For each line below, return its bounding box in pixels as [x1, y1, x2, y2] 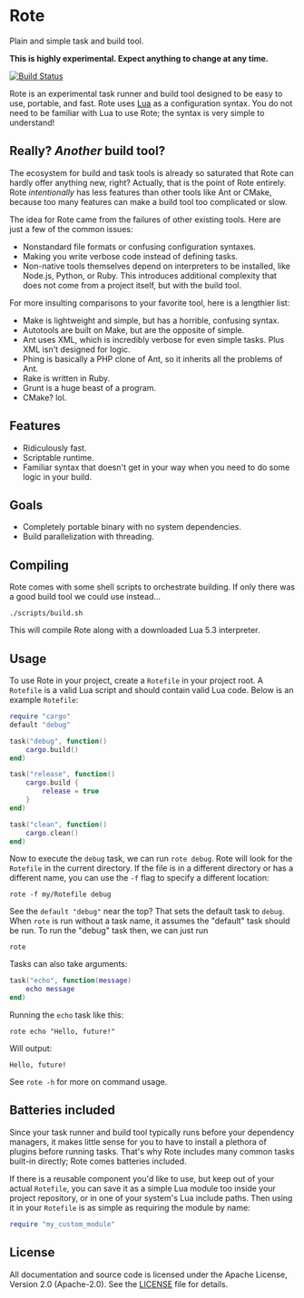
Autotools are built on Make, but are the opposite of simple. [22, 324, 245, 336]
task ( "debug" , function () [9, 737, 107, 746]
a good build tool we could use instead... [9, 591, 162, 602]
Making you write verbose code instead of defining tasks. [22, 250, 239, 261]
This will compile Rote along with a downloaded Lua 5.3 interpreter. [9, 625, 260, 636]
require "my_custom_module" [9, 1219, 116, 1229]
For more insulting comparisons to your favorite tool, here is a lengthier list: [9, 297, 290, 308]
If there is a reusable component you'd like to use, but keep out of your [9, 1173, 275, 1184]
